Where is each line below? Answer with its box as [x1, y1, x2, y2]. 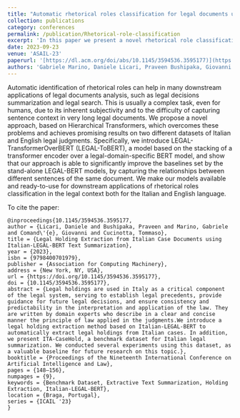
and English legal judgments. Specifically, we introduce [7, 136, 170, 145]
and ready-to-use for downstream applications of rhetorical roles [7, 181, 199, 190]
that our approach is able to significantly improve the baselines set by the [7, 158, 224, 168]
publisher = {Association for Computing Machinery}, [7, 260, 168, 267]
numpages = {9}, [7, 372, 56, 380]
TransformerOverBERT [7, 143, 74, 152]
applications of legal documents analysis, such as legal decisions [7, 91, 200, 99]
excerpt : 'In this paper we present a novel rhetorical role [7, 37, 194, 44]
